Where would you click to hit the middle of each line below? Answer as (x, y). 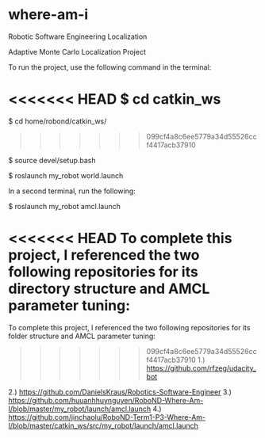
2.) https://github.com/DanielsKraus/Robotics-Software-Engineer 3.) (120, 392)
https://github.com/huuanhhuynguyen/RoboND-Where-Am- (106, 400)
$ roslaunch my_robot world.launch (66, 175)
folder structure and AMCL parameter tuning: (82, 336)
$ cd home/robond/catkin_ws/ (58, 121)
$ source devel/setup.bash (52, 160)
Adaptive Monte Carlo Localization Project (77, 51)
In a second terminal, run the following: (72, 191)
